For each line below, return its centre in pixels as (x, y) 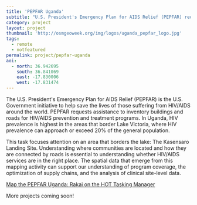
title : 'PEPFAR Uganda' (35, 11)
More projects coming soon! (40, 196)
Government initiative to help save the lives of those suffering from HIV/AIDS (98, 105)
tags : (13, 39)
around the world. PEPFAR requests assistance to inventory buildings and (95, 112)
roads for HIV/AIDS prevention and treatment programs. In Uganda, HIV (92, 118)
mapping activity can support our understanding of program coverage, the (96, 167)
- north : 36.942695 (35, 66)
